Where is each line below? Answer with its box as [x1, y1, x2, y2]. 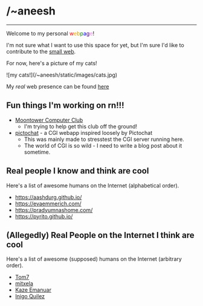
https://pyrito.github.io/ [14, 213, 73, 220]
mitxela [14, 280, 33, 287]
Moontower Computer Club [14, 116, 83, 123]
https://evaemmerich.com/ [14, 200, 82, 207]
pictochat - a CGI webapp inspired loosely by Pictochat [14, 129, 153, 136]
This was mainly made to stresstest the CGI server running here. [24, 136, 184, 143]
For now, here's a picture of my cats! [6, 59, 98, 67]
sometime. [24, 148, 51, 155]
